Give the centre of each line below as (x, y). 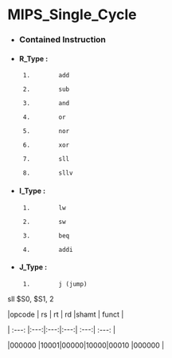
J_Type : (33, 267)
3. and (46, 104)
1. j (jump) (55, 284)
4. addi (48, 250)
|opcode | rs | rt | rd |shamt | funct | (66, 314)
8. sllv (48, 173)
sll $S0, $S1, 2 (31, 299)
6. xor (46, 145)
